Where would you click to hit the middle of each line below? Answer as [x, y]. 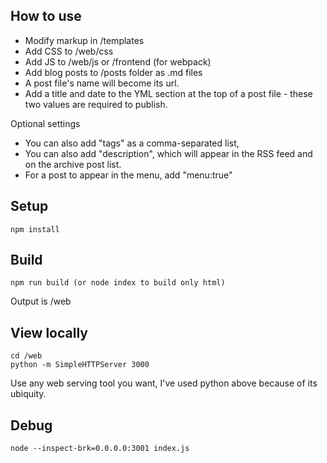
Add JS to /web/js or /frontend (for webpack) [118, 61]
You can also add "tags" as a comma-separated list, [132, 143]
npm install [35, 229]
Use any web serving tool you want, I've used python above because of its [164, 383]
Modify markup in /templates [84, 40]
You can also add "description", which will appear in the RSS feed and [168, 153]
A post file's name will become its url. [102, 83]
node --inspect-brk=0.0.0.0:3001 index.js [100, 449]
